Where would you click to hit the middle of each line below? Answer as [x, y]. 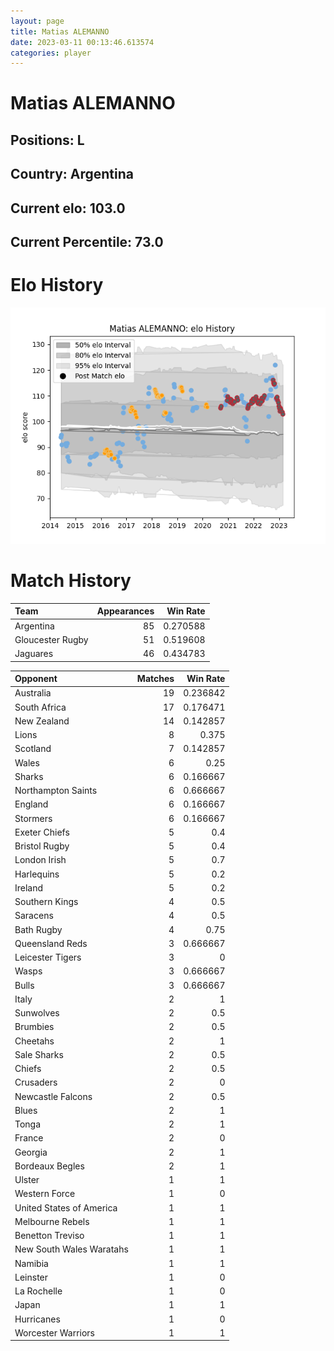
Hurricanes [37, 1319]
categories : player [51, 53]
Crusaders [36, 1082]
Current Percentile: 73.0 [87, 242]
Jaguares [34, 654]
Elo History [57, 285]
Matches [155, 679]
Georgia [31, 1152]
